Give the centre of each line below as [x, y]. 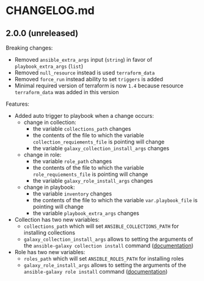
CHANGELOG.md [50, 11]
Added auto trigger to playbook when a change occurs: [84, 116]
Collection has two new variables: [57, 220]
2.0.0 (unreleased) [42, 33]
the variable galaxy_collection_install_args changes [101, 148]
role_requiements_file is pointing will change [90, 174]
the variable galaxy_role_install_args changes [93, 181]
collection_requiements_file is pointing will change [99, 142]
